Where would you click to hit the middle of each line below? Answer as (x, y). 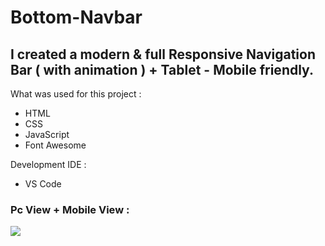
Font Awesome (55, 145)
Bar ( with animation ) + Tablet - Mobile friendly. (162, 69)
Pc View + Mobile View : (70, 209)
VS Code (43, 184)
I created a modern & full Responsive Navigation (163, 54)
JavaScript (47, 134)
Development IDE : (48, 164)
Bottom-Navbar (76, 17)
